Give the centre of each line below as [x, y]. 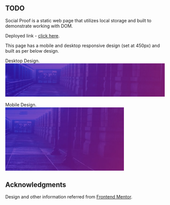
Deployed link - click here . [32, 35]
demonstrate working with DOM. [39, 26]
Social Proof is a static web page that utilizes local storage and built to [78, 20]
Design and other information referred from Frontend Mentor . [69, 197]
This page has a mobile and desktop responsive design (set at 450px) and [83, 46]
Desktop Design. [23, 61]
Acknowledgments [36, 185]
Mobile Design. [21, 105]
